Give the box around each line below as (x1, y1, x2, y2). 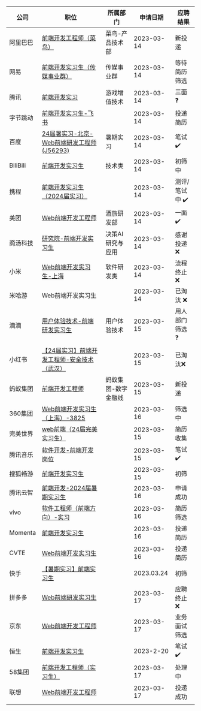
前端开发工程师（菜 (41, 34, 96, 42)
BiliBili (9, 161, 26, 170)
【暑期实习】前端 (41, 565, 90, 573)
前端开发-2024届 (41, 484, 92, 492)
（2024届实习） (41, 192, 88, 200)
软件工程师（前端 (41, 504, 90, 512)
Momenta (9, 529, 36, 537)
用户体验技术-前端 (41, 317, 94, 325)
